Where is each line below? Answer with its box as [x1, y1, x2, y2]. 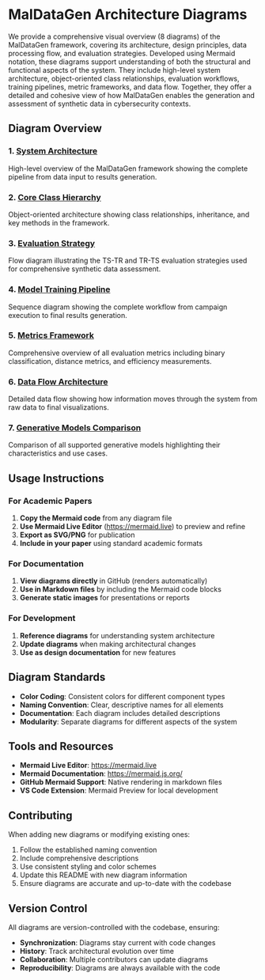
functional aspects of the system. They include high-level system [8, 65, 221, 74]
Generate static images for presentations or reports [19, 593, 190, 603]
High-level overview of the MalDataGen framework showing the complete [8, 164, 248, 173]
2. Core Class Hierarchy [8, 191, 101, 202]
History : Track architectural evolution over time [19, 946, 174, 955]
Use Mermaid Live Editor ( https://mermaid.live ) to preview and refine [19, 522, 246, 532]
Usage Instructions [8, 471, 104, 485]
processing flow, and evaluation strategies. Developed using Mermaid [8, 48, 236, 58]
